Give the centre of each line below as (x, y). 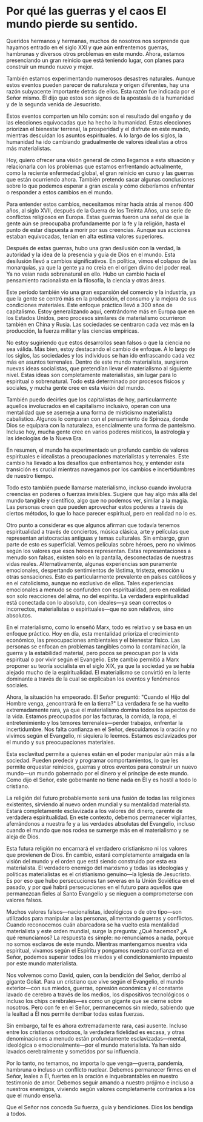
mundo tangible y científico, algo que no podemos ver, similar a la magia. (98, 500)
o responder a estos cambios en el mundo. (60, 192)
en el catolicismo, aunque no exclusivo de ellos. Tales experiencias (90, 583)
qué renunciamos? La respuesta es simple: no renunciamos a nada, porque (100, 937)
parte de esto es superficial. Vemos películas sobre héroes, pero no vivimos (101, 544)
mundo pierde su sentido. (72, 24)
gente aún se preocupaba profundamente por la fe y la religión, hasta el (96, 223)
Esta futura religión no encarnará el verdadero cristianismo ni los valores (97, 848)
